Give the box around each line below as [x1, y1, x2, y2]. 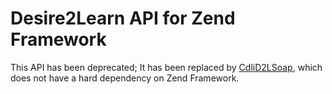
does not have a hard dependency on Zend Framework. [10, 72, 240, 84]
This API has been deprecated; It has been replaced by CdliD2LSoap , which [10, 61, 323, 73]
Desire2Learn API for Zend [10, 7, 236, 30]
